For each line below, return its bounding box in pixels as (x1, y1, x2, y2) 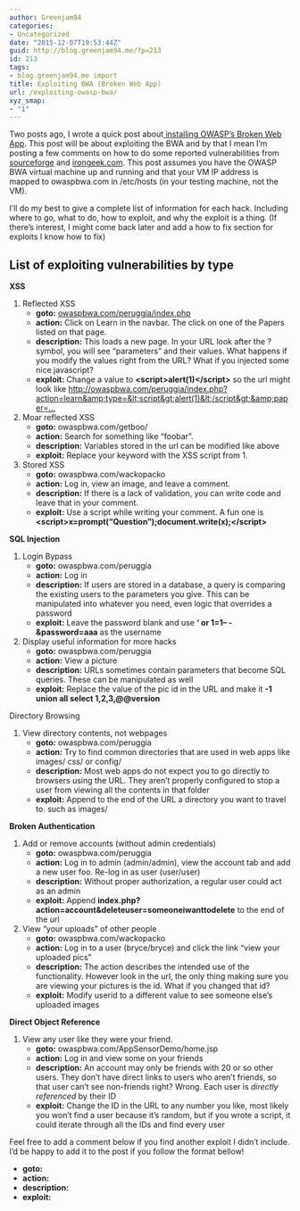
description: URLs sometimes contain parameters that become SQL (35, 665, 287, 676)
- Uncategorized (9, 29, 70, 38)
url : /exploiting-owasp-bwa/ (9, 87, 118, 96)
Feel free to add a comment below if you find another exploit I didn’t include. (9, 1137, 290, 1148)
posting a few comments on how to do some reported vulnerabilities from (9, 148, 279, 159)
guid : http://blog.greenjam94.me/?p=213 (9, 46, 162, 55)
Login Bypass (21, 551, 73, 562)
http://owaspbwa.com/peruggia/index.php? (68, 384, 228, 394)
